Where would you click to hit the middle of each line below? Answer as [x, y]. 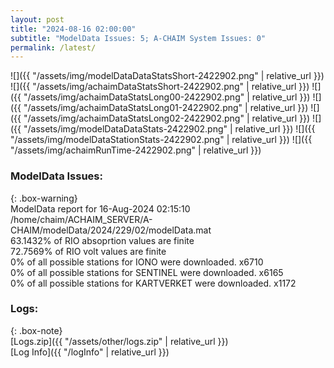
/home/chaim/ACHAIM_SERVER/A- [81, 219]
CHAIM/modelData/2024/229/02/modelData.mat [111, 230]
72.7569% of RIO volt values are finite [88, 251]
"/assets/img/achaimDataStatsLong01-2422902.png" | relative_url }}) [166, 108]
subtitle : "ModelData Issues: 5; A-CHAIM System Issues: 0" [138, 38]
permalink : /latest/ [53, 47]
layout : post [37, 19]
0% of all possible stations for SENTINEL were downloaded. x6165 [147, 272]
